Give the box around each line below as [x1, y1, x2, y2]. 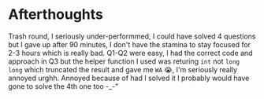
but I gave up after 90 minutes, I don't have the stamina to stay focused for [8, 39, 251, 49]
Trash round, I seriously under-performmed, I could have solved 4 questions [8, 31, 256, 41]
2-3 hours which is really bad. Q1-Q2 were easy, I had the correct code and [8, 48, 253, 57]
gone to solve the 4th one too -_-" [8, 81, 119, 91]
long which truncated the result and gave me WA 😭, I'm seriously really [8, 64, 238, 74]
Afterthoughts [8, 5, 104, 24]
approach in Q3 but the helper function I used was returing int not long [8, 57, 240, 66]
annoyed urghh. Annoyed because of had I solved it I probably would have [8, 73, 250, 82]
